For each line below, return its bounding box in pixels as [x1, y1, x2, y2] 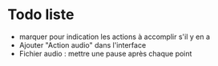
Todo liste [7, 6, 75, 24]
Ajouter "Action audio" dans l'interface [18, 40, 147, 49]
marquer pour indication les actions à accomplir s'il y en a [18, 32, 210, 41]
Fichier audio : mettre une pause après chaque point [18, 49, 192, 58]
